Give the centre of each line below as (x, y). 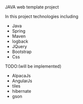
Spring (19, 31)
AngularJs (22, 81)
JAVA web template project (32, 7)
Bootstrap (22, 52)
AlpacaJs (21, 76)
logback (20, 41)
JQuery (20, 46)
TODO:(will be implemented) (33, 66)
